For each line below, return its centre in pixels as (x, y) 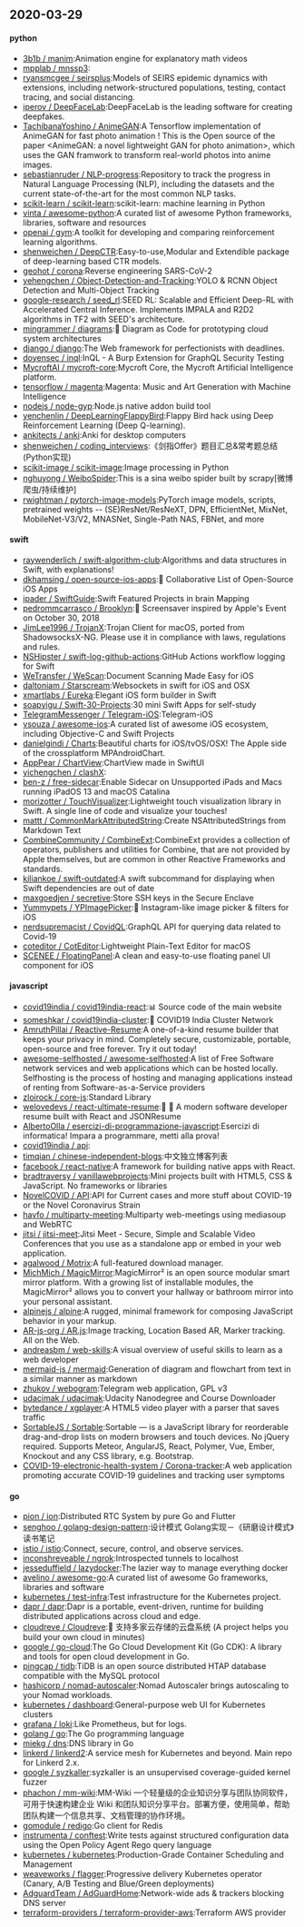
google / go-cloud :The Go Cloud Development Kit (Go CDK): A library (152, 1647)
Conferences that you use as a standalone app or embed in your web (152, 1243)
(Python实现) (47, 457)
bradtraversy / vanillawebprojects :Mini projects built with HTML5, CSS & (157, 1176)
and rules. (41, 646)
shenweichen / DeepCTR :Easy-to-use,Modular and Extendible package (156, 251)
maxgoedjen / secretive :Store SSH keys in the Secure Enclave (138, 898)
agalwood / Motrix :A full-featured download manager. (123, 1263)
